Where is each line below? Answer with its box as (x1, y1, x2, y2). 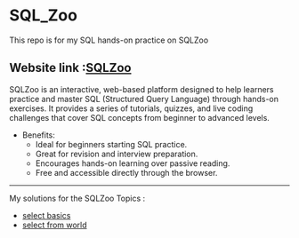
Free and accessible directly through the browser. (35, 167, 218, 178)
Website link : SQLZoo (9, 60, 132, 75)
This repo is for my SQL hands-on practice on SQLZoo (9, 35, 209, 45)
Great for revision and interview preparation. (35, 148, 198, 159)
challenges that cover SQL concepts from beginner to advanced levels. (9, 112, 270, 123)
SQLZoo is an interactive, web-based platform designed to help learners (9, 83, 274, 94)
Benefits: (21, 130, 55, 140)
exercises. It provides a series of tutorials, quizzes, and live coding (9, 103, 254, 114)
